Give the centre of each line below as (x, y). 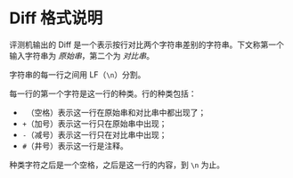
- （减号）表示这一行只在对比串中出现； (94, 134)
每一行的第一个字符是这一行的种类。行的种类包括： (103, 93)
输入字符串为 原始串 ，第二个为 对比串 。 (81, 55)
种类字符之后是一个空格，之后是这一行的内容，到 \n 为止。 (117, 165)
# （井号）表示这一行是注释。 (75, 146)
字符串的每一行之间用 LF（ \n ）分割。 (77, 74)
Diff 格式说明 (56, 18)
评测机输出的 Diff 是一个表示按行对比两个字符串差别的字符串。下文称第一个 (147, 44)
